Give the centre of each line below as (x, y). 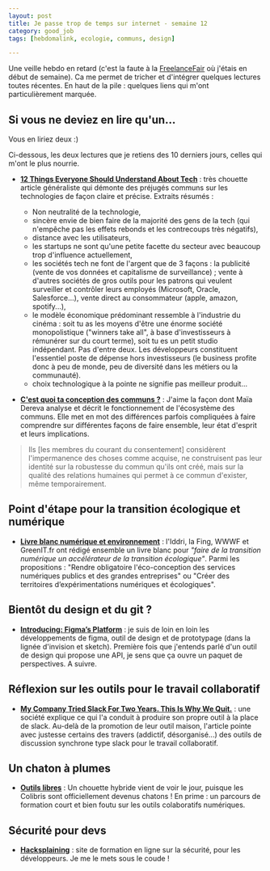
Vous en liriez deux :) (44, 139)
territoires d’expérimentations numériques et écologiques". (118, 584)
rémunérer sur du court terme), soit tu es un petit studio (125, 341)
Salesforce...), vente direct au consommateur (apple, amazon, (135, 298)
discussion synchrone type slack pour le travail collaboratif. (119, 743)
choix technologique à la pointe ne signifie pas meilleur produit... (140, 384)
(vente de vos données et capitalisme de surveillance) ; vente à (137, 273)
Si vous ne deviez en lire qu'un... (92, 119)
